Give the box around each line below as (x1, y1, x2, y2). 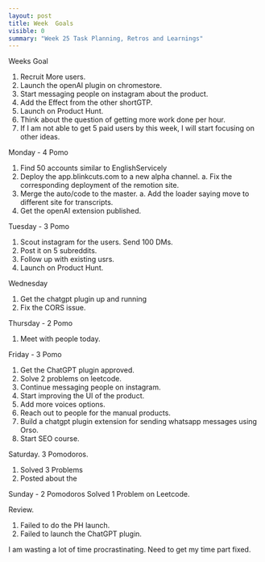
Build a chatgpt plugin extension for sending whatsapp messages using (19, 417, 258, 427)
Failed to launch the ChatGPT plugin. (19, 529, 143, 539)
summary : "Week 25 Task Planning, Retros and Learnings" (8, 34, 204, 43)
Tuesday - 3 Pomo (8, 222, 70, 231)
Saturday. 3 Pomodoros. (8, 449, 89, 460)
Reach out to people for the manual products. (19, 408, 172, 418)
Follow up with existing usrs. (19, 255, 115, 264)
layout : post (8, 11, 52, 20)
